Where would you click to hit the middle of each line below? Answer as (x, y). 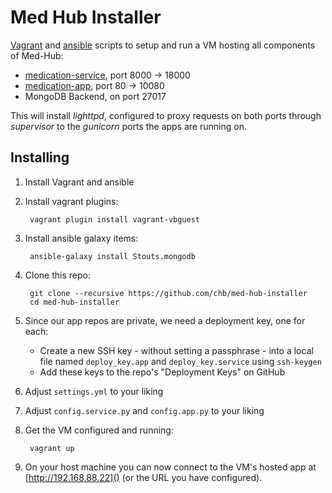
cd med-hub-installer (74, 302)
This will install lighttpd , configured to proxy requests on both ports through (166, 115)
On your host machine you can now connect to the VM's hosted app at (170, 467)
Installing (40, 157)
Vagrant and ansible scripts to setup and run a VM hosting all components (163, 45)
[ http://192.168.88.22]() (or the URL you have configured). (143, 477)
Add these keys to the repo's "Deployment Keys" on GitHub (162, 372)
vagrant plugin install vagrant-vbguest (115, 219)
